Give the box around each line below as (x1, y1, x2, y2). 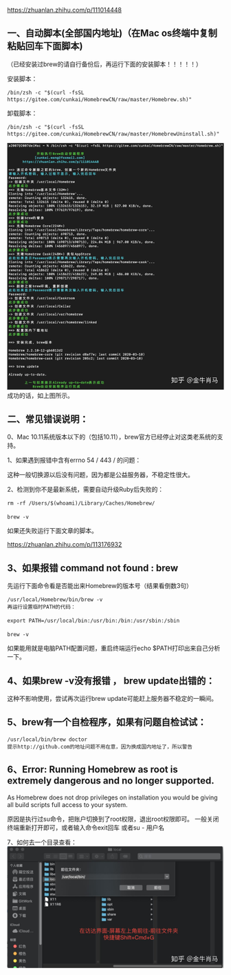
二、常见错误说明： (7, 413, 89, 425)
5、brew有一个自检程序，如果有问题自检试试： (7, 716, 207, 728)
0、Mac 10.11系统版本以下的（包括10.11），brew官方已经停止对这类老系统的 (7, 433, 218, 441)
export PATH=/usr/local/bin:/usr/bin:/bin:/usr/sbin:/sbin (7, 618, 180, 625)
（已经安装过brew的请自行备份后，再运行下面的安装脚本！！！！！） (7, 60, 202, 68)
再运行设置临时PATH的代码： (7, 604, 76, 611)
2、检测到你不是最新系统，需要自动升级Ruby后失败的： (7, 485, 164, 494)
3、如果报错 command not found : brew (7, 562, 179, 574)
